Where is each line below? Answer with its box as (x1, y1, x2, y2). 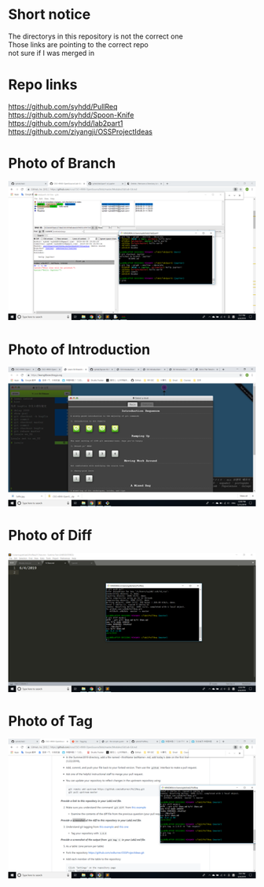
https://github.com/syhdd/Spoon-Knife (8, 110, 134, 120)
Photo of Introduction (8, 340, 151, 359)
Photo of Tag (8, 712, 93, 731)
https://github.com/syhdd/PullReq (8, 101, 118, 111)
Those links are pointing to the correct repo (8, 39, 149, 49)
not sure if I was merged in (8, 48, 95, 57)
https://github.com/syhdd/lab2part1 (8, 118, 123, 127)
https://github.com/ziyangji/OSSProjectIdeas (8, 127, 153, 136)
